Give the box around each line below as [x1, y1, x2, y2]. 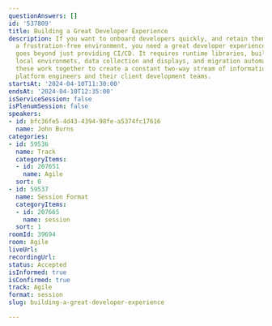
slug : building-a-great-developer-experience [8, 298, 164, 307]
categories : [8, 132, 49, 140]
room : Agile [8, 238, 49, 247]
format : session [8, 291, 63, 299]
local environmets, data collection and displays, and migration [15, 58, 241, 66]
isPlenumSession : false [8, 102, 89, 110]
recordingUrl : [8, 253, 57, 261]
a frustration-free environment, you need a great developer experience [15, 42, 266, 50]
